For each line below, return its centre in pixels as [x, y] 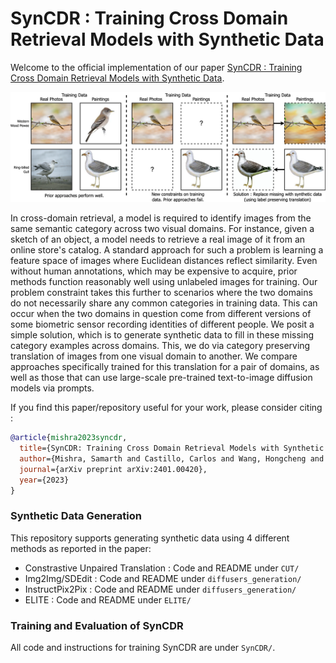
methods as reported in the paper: [81, 548]
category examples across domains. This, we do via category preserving [160, 346]
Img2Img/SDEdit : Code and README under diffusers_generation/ [163, 578]
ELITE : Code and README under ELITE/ [108, 599]
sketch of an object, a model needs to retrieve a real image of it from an [158, 239]
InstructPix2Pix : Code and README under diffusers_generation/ [160, 589]
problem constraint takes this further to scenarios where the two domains [161, 293]
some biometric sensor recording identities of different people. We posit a [162, 324]
